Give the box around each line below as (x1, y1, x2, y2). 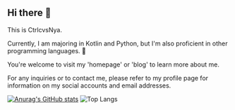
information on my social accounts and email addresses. (7, 81, 171, 90)
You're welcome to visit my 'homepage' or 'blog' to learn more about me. (7, 60, 220, 69)
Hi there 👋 (7, 7, 52, 19)
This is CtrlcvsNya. (7, 25, 62, 34)
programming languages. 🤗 (7, 46, 86, 55)
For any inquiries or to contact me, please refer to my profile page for (7, 74, 209, 82)
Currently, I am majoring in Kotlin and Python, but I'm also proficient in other (7, 39, 228, 48)
